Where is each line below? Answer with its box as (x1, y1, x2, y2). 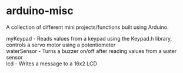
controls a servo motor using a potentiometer (6, 41, 116, 48)
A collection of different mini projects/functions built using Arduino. (6, 24, 169, 31)
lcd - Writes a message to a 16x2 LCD (6, 60, 97, 67)
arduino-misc (6, 4, 74, 18)
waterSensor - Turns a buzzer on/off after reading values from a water (6, 47, 177, 54)
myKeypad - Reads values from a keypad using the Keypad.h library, (6, 35, 172, 42)
